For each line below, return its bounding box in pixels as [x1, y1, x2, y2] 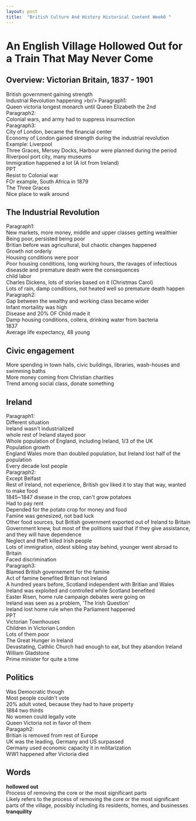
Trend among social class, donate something [6, 380, 114, 387]
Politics [6, 673, 34, 683]
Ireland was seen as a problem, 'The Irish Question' [6, 599, 130, 606]
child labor [6, 273, 32, 280]
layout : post [6, 8, 38, 15]
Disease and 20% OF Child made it [6, 310, 91, 317]
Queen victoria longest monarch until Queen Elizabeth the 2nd [6, 103, 156, 110]
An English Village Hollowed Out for [6, 39, 183, 53]
